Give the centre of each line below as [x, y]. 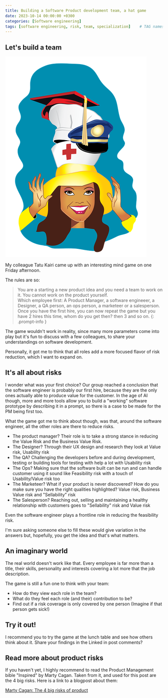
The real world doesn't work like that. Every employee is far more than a [79, 563]
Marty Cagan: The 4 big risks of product [47, 690]
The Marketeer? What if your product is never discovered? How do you [85, 484]
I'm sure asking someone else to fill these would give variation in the [75, 530]
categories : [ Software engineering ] [43, 21]
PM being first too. [24, 411]
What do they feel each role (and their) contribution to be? [72, 598]
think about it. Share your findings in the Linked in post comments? [74, 642]
